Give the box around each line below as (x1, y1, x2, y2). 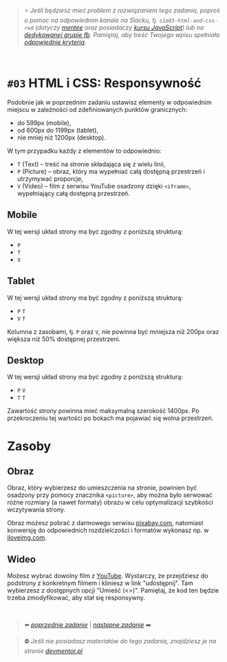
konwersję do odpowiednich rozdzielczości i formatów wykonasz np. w (7, 526, 209, 535)
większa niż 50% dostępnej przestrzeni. (7, 335, 121, 343)
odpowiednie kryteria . (23, 38, 87, 46)
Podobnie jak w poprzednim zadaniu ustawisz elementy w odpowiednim (7, 98, 212, 106)
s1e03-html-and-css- (159, 17, 218, 24)
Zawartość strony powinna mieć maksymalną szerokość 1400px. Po (7, 407, 199, 415)
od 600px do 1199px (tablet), (17, 126, 98, 134)
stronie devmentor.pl (23, 647, 83, 655)
